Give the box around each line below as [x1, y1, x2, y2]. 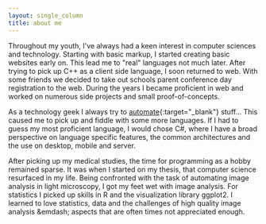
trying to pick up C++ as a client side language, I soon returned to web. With [8, 66, 258, 75]
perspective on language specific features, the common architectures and [8, 132, 251, 141]
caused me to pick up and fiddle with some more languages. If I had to [8, 115, 239, 125]
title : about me [8, 19, 62, 27]
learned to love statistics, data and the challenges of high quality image [8, 198, 241, 207]
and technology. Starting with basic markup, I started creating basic [8, 49, 230, 59]
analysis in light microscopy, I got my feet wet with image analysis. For [8, 181, 238, 191]
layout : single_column [8, 11, 83, 20]
